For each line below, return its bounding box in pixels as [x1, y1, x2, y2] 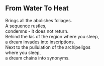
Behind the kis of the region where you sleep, [5, 33, 99, 39]
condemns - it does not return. [5, 28, 69, 34]
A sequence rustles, [5, 23, 47, 29]
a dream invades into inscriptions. [5, 39, 75, 45]
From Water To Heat [5, 4, 69, 13]
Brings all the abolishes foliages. [5, 17, 72, 23]
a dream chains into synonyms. [5, 55, 70, 61]
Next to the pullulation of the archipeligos [5, 44, 91, 50]
